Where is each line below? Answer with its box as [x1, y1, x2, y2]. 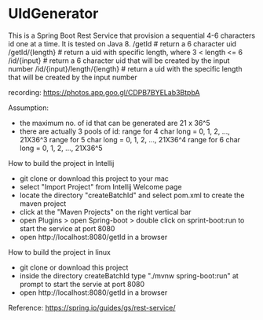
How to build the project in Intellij [8, 158, 115, 167]
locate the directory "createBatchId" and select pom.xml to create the [19, 190, 245, 200]
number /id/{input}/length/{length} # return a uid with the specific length [8, 64, 243, 73]
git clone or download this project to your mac [19, 174, 169, 183]
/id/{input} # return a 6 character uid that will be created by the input [8, 56, 230, 65]
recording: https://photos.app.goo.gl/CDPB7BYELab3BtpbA [8, 87, 200, 97]
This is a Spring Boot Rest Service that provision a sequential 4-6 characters [8, 31, 256, 40]
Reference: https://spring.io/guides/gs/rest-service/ [8, 303, 176, 312]
